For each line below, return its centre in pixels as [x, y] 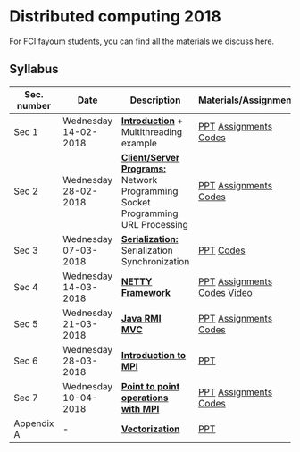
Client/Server [150, 157]
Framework [146, 292]
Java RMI [141, 318]
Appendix [34, 423]
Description [155, 100]
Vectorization [150, 429]
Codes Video [225, 292]
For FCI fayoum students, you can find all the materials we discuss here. [142, 41]
